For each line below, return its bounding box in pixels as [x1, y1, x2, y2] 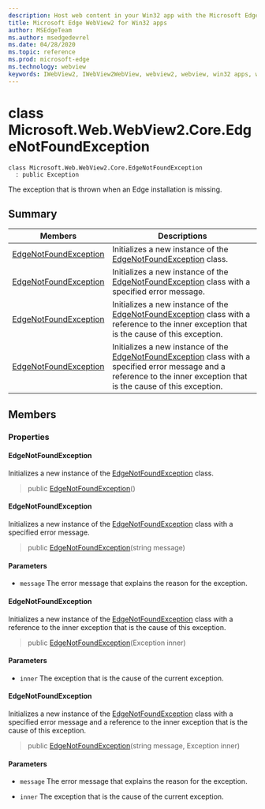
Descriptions [157, 230, 207, 241]
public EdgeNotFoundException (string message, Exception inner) [27, 740, 241, 750]
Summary [8, 207, 58, 221]
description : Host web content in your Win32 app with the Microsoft [8, 11, 242, 20]
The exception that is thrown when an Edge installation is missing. [8, 185, 222, 194]
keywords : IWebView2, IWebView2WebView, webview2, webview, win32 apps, [8, 70, 252, 78]
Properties [8, 431, 50, 442]
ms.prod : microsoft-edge [8, 56, 90, 64]
